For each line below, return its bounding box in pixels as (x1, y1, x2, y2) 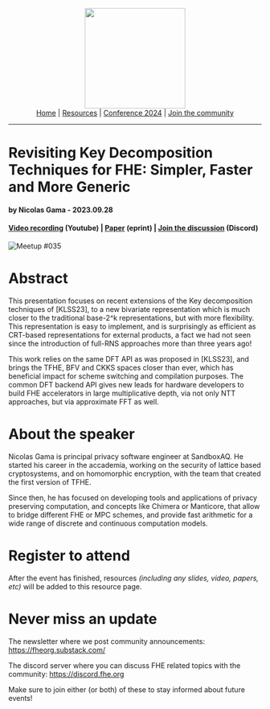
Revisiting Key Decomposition (8, 144, 213, 162)
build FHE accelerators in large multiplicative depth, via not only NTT (8, 388, 235, 398)
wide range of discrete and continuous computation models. (8, 518, 208, 528)
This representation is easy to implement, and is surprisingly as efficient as (8, 322, 256, 331)
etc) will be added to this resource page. (8, 581, 142, 591)
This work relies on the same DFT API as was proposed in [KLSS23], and (8, 354, 249, 363)
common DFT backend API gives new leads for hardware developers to (8, 379, 244, 389)
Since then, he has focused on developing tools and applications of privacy (8, 493, 258, 502)
